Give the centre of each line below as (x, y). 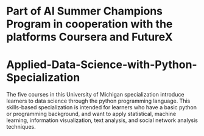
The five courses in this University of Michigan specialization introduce (95, 95)
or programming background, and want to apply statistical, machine (91, 114)
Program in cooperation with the (90, 24)
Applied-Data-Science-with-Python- (102, 65)
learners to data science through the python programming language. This (98, 101)
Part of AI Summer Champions (85, 11)
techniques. (21, 127)
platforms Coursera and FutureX (90, 37)
